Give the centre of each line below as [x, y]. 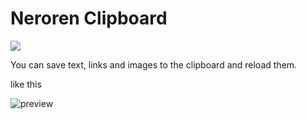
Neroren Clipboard [89, 18]
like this [26, 84]
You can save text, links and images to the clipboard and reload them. [154, 64]
